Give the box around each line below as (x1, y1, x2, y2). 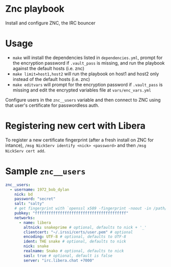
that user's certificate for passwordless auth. (5, 102, 99, 108)
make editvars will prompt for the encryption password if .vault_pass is (12, 81, 163, 87)
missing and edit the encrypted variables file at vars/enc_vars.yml (12, 87, 152, 93)
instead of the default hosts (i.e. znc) (12, 76, 90, 82)
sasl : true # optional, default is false (23, 253, 113, 258)
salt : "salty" (14, 201, 44, 206)
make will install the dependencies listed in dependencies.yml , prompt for (12, 54, 163, 61)
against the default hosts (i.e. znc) (12, 65, 85, 71)
